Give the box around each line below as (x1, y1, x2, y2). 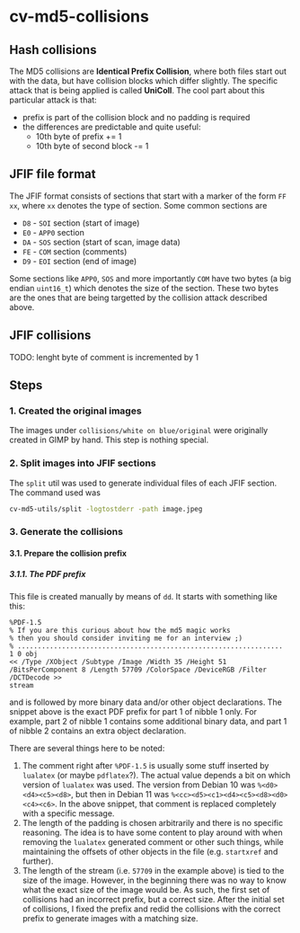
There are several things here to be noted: (9, 742, 165, 753)
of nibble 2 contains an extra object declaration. (9, 725, 187, 736)
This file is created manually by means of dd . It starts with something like (9, 591, 278, 601)
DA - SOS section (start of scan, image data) (22, 236, 181, 247)
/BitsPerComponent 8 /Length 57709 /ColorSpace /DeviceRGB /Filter (9, 665, 268, 674)
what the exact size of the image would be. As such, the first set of (22, 884, 270, 895)
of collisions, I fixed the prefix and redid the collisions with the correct (22, 903, 281, 914)
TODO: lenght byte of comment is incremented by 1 (9, 351, 199, 362)
